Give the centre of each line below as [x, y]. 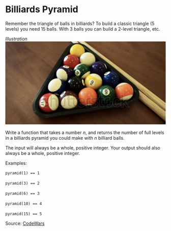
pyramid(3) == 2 [22, 184]
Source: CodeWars [25, 223]
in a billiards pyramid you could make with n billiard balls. [65, 138]
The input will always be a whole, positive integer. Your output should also [83, 148]
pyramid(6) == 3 [22, 194]
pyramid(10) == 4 [24, 204]
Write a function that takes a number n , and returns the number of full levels [85, 133]
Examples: [16, 163]
